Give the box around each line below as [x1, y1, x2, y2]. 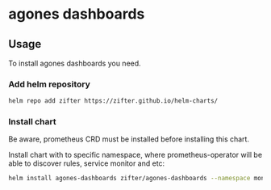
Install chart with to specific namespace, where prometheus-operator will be [8, 150, 263, 160]
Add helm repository [8, 78, 91, 90]
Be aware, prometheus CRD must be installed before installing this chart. [8, 134, 250, 144]
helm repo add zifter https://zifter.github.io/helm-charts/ [8, 97, 219, 105]
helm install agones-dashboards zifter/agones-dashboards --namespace [8, 175, 251, 183]
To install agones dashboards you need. [8, 58, 141, 68]
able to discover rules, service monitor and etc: [8, 158, 165, 168]
